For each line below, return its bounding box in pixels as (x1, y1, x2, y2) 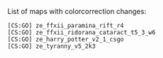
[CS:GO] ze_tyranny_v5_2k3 (7, 42, 96, 50)
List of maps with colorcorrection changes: (7, 7, 146, 16)
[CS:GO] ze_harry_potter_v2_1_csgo (7, 35, 124, 43)
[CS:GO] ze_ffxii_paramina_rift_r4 (7, 22, 124, 30)
